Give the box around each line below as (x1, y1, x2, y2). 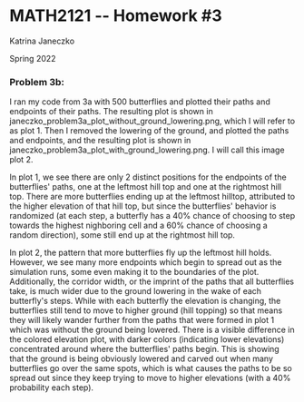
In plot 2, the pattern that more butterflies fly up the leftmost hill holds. (9, 247, 272, 259)
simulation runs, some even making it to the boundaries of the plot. (9, 267, 260, 278)
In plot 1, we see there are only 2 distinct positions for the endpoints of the (9, 172, 288, 182)
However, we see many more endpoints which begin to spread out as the (9, 257, 283, 268)
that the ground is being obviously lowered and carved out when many (9, 353, 274, 364)
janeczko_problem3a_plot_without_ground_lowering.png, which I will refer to (9, 115, 296, 127)
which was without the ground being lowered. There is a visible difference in (9, 324, 295, 336)
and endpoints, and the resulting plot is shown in (9, 135, 191, 146)
